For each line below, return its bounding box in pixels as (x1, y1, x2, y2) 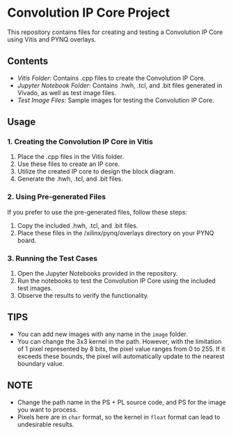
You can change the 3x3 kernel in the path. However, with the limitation (17, 337, 222, 345)
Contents (7, 56, 49, 67)
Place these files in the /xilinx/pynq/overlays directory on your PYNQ (17, 228, 214, 237)
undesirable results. (17, 420, 74, 428)
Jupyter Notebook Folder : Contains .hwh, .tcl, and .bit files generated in (17, 81, 223, 90)
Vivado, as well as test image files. (17, 88, 117, 97)
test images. (17, 284, 53, 292)
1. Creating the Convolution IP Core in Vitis (7, 137, 153, 147)
